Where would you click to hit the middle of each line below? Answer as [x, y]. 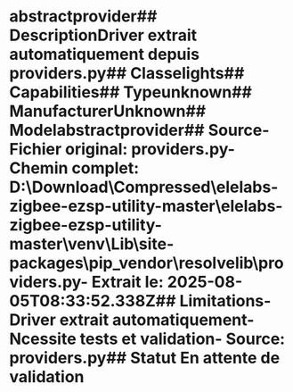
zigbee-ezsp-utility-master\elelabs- [146, 206]
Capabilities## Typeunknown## [130, 92]
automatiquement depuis [105, 54]
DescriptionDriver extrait [103, 35]
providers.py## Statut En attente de [145, 358]
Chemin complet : [74, 168]
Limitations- [225, 301]
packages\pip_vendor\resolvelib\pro [146, 263]
